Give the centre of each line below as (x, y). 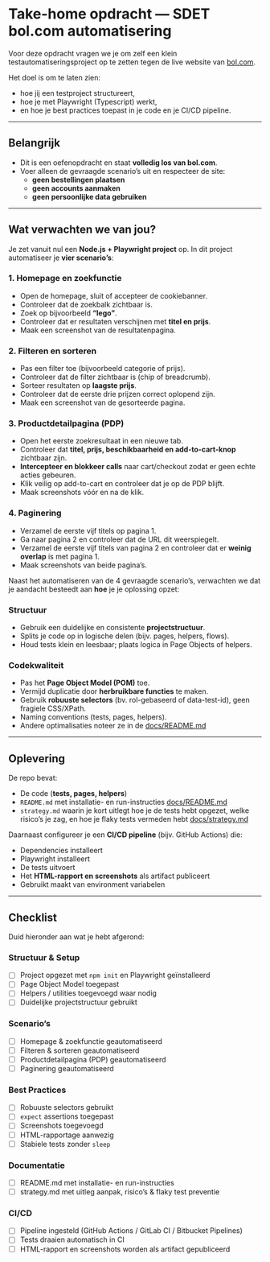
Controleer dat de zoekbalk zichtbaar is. (86, 304)
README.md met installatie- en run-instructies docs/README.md (123, 802)
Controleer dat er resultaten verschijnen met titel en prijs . (115, 321)
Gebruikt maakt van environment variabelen (92, 885)
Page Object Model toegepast (70, 984)
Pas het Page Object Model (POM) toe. (85, 683)
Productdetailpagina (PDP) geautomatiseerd (93, 1059)
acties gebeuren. (48, 475)
